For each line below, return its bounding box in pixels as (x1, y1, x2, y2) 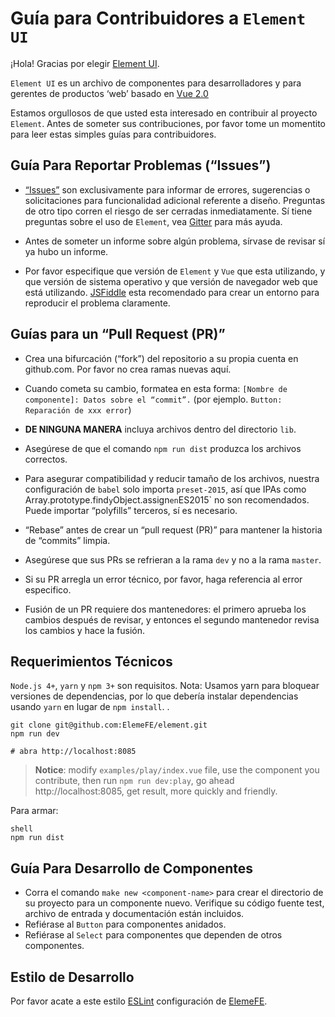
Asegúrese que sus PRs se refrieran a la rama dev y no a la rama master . (24, 553, 322, 566)
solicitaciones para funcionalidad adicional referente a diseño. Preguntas (24, 194, 326, 206)
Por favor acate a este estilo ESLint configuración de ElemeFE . (10, 995, 268, 1007)
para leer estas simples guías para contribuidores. (10, 128, 217, 140)
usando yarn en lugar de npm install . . (10, 701, 170, 713)
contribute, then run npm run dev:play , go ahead (34, 775, 235, 787)
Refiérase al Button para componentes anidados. (24, 918, 227, 931)
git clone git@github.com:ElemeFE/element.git (10, 720, 208, 731)
